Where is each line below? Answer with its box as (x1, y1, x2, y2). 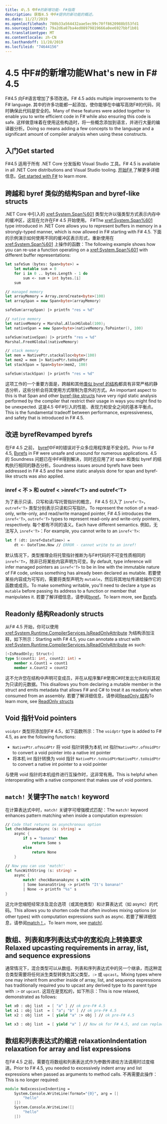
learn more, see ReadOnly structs (5, 698, 74, 704)
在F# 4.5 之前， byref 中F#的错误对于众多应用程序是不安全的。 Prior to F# (5, 444, 154, 450)
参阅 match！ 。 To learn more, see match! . (18, 920, 103, 925)
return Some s (31, 840, 61, 846)
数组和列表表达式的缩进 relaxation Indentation (5, 1037, 147, 1045)
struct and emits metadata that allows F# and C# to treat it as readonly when (5, 687, 162, 693)
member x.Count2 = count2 (14, 665, 68, 671)
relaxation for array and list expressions (5, 1045, 131, 1053)
